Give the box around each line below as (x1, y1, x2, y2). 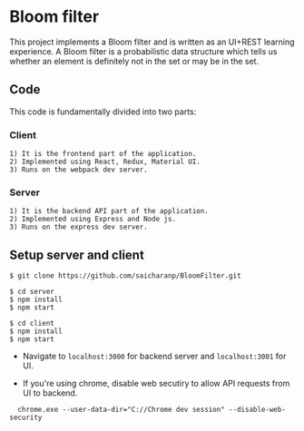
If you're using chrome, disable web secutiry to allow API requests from (22, 378, 290, 389)
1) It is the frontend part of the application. (9, 150, 197, 159)
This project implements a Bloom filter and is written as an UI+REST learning (9, 36, 295, 47)
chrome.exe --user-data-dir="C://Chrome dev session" (17, 406, 225, 415)
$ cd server (9, 288, 54, 297)
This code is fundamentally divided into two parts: (9, 106, 197, 117)
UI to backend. (22, 387, 78, 398)
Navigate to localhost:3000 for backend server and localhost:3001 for (22, 351, 287, 362)
